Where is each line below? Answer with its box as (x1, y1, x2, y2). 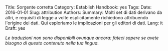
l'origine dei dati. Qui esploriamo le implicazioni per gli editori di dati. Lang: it (5, 20, 163, 26)
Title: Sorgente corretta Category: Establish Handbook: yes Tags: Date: (5, 4, 152, 10)
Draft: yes (5, 25, 26, 31)
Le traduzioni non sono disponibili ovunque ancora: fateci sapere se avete (5, 35, 159, 41)
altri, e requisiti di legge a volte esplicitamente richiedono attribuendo (5, 15, 148, 20)
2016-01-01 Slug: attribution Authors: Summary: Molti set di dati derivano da (5, 9, 162, 15)
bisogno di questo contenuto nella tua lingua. (5, 40, 99, 46)
